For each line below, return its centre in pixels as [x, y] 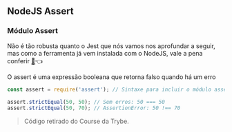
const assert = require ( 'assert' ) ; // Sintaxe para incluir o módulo [109, 89]
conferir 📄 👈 [25, 60]
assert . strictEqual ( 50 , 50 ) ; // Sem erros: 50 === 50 [86, 102]
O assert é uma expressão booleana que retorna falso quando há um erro [112, 77]
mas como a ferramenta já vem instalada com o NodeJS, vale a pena [105, 53]
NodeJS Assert [40, 11]
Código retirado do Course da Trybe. [76, 121]
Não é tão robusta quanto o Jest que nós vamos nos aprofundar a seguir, [111, 46]
